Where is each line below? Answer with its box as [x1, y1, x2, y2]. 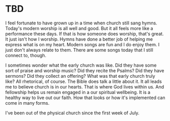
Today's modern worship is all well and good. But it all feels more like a [5, 25, 153, 31]
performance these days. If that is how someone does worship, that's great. [5, 31, 164, 37]
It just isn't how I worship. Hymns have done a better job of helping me [5, 36, 153, 42]
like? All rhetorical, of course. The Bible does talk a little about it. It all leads [5, 78, 162, 84]
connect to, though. [5, 52, 47, 58]
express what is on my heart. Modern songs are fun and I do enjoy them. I [5, 41, 160, 47]
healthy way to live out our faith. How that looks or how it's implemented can [5, 95, 165, 101]
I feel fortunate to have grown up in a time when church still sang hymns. [5, 20, 157, 26]
